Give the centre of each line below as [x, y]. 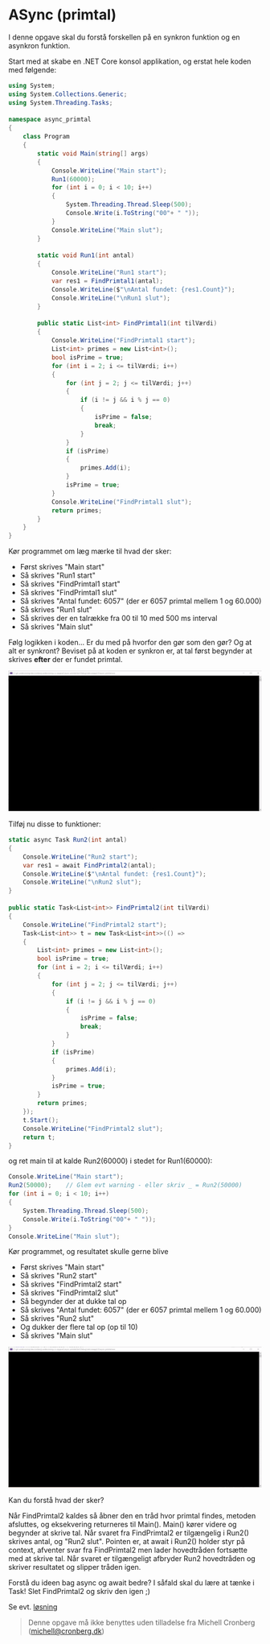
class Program [46, 137]
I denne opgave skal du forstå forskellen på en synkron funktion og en [124, 37]
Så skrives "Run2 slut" [57, 1319]
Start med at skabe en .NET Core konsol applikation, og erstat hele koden [130, 61]
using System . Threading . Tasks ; [61, 102]
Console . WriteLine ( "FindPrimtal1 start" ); [123, 341]
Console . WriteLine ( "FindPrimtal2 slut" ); [93, 1128]
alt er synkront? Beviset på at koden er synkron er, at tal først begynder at [131, 651]
